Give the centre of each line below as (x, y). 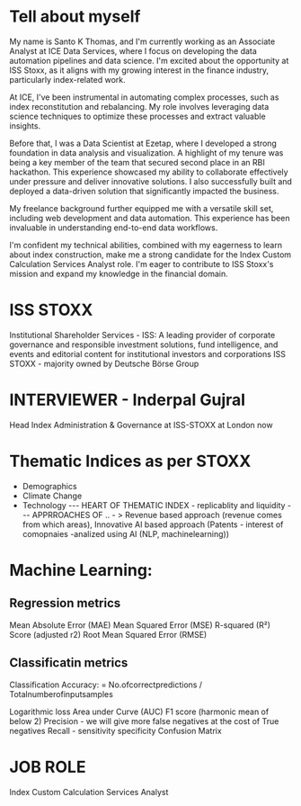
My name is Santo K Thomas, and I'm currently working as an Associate (142, 41)
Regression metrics (65, 603)
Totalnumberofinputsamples (62, 694)
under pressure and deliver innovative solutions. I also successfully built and (150, 181)
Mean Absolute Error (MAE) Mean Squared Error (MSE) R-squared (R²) (140, 625)
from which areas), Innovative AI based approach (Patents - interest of (153, 524)
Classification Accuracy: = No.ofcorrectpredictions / (106, 685)
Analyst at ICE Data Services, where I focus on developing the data (133, 50)
